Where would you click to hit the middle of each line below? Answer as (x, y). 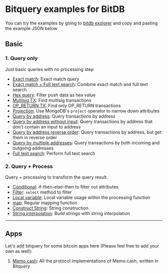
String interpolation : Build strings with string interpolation (71, 213)
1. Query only (21, 58)
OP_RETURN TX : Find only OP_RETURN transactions (66, 105)
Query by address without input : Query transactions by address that (82, 121)
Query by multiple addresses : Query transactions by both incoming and (86, 142)
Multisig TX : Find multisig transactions (52, 100)
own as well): (19, 251)
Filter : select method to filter (42, 192)
